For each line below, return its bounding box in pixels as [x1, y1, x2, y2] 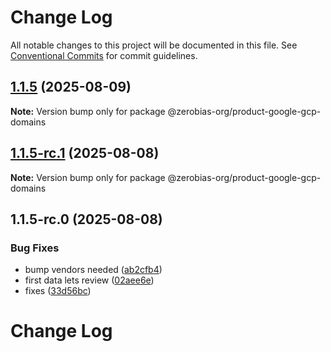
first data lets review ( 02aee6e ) [24, 274, 155, 286]
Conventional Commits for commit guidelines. [10, 49, 198, 61]
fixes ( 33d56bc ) [24, 285, 92, 297]
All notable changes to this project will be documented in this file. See [10, 39, 298, 51]
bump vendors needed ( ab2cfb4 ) [24, 264, 163, 276]
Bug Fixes [10, 241, 60, 255]
